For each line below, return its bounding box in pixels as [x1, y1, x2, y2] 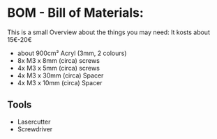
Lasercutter [17, 117, 51, 126]
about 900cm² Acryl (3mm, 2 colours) [17, 49, 127, 57]
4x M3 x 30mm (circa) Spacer [17, 71, 104, 80]
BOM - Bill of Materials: [7, 5, 144, 21]
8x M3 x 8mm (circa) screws [17, 56, 100, 64]
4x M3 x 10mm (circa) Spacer [17, 78, 103, 87]
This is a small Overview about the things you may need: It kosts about [7, 28, 211, 36]
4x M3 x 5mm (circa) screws [17, 64, 100, 72]
